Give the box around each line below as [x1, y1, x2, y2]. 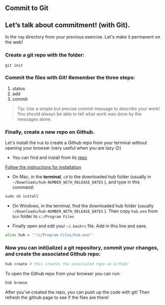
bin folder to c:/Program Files [12, 213, 75, 219]
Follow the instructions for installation [5, 164, 82, 170]
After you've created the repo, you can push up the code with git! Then [5, 289, 150, 295]
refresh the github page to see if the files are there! [5, 294, 109, 300]
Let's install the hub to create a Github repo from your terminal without [5, 140, 147, 146]
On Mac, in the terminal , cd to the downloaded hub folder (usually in [12, 174, 152, 180]
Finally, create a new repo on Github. [5, 128, 95, 135]
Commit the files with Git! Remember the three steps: [5, 74, 135, 81]
